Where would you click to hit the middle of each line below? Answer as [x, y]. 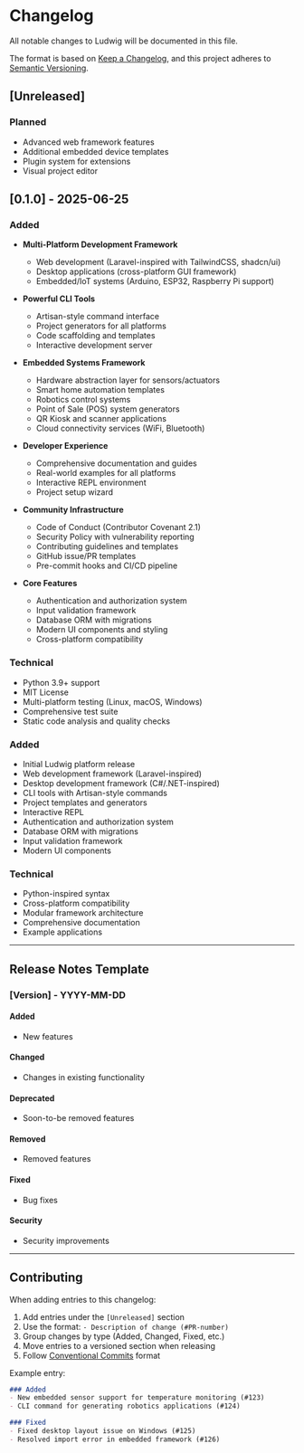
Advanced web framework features [89, 142]
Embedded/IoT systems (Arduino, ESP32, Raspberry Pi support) [155, 281]
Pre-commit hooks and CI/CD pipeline [107, 565]
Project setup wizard [75, 492]
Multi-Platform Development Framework [100, 244]
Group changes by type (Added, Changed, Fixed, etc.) [123, 1336]
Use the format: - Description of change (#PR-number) [125, 1326]
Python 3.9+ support [61, 682]
